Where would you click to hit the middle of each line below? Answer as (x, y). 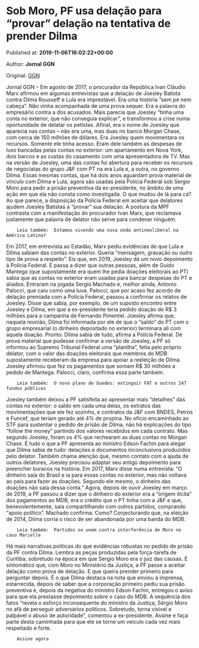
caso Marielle (24, 535)
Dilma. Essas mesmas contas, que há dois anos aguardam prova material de (99, 175)
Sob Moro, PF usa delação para (84, 11)
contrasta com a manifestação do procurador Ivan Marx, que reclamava (94, 213)
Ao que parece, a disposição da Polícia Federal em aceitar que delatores (94, 200)
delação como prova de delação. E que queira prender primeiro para (90, 571)
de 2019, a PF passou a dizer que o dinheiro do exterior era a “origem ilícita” (99, 494)
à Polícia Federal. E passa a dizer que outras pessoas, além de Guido (90, 265)
